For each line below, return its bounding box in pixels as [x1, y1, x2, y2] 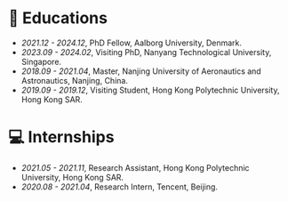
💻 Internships [8, 127, 115, 148]
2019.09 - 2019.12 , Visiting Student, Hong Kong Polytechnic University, [20, 84, 281, 95]
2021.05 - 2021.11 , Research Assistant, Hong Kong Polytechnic [20, 162, 250, 173]
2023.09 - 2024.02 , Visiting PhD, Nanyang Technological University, [20, 46, 272, 57]
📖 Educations [8, 8, 108, 28]
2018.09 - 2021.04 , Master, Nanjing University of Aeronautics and [20, 66, 261, 76]
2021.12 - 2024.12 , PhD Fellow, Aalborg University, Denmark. [20, 37, 242, 48]
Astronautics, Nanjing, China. [20, 75, 128, 85]
